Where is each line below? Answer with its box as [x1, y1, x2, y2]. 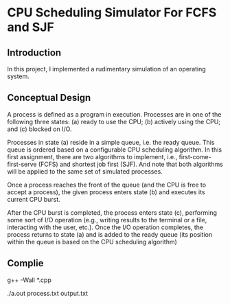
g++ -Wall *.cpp [7, 276, 51, 284]
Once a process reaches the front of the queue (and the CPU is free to [7, 180, 207, 189]
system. [7, 72, 30, 80]
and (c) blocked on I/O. [7, 125, 72, 133]
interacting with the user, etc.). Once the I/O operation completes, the [7, 223, 204, 231]
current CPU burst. [7, 195, 60, 203]
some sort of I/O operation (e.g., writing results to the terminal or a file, [7, 215, 207, 224]
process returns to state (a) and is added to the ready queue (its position [7, 230, 213, 238]
